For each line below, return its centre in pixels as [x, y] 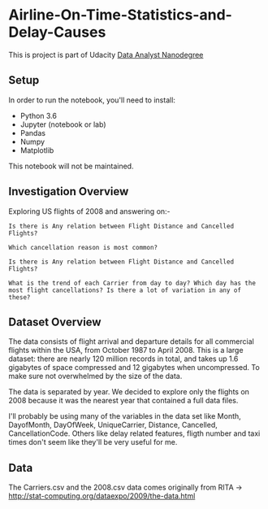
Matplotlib [37, 150]
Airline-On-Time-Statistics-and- [121, 15]
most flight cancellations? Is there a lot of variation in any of [125, 290]
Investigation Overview [69, 191]
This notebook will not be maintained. [71, 166]
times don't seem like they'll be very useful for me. [93, 442]
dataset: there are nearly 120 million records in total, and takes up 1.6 [123, 359]
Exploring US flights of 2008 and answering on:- [89, 211]
